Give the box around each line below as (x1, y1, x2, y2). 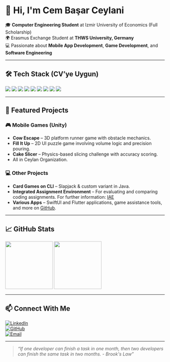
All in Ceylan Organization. (12, 157, 68, 163)
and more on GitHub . (12, 204, 57, 210)
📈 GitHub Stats (5, 225, 55, 233)
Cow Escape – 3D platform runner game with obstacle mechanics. (12, 135, 151, 141)
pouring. (12, 146, 30, 152)
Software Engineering (5, 49, 52, 55)
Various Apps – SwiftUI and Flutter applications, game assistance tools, (12, 199, 162, 205)
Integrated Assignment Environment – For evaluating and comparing (12, 188, 158, 195)
